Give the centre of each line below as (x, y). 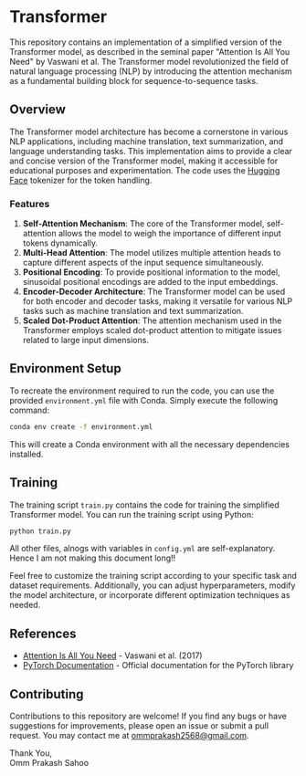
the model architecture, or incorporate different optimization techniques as (150, 595)
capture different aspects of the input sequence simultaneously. (143, 263)
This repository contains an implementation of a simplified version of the (146, 42)
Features (30, 204)
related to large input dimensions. (85, 341)
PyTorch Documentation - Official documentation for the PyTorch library (158, 666)
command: (30, 410)
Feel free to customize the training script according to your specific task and (153, 576)
